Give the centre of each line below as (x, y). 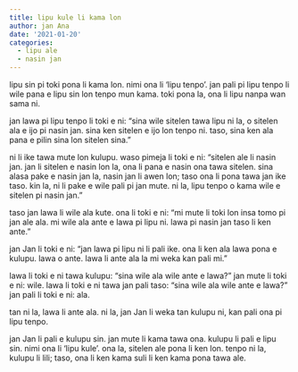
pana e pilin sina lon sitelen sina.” (70, 140)
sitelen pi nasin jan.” (46, 195)
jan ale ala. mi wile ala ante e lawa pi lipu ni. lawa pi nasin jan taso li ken (141, 222)
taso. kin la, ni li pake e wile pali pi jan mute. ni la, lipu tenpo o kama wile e (145, 186)
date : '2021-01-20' (46, 34)
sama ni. (25, 103)
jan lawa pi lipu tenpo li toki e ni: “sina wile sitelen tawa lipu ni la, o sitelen (144, 121)
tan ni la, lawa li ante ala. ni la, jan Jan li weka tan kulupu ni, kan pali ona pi (146, 312)
